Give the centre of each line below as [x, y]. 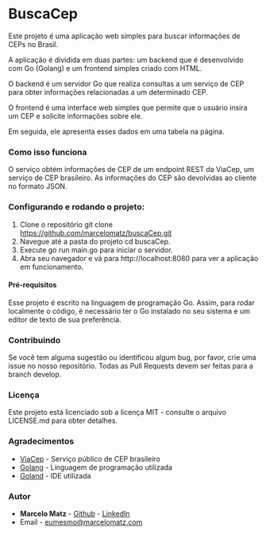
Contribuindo [35, 340]
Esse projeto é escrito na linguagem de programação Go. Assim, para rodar [132, 303]
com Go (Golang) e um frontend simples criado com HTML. [105, 68]
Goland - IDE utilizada [55, 475]
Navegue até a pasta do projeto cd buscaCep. [95, 241]
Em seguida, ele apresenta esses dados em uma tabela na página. [116, 131]
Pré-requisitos [33, 285]
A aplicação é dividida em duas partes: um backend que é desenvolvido [126, 60]
